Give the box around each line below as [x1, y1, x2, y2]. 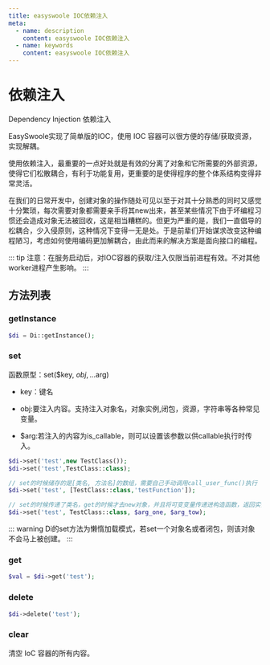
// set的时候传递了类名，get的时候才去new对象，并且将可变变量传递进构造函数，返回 [8, 501, 256, 509]
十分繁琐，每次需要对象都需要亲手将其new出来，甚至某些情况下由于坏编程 [8, 206, 255, 215]
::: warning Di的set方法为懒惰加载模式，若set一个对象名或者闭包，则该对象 [8, 524, 256, 534]
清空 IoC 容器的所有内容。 [8, 648, 95, 658]
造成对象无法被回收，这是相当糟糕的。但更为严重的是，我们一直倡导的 [29, 215, 262, 225]
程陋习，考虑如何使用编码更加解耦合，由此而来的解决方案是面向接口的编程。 [8, 235, 262, 245]
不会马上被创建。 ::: [8, 534, 74, 544]
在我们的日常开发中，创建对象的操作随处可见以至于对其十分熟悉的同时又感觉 [8, 195, 262, 205]
